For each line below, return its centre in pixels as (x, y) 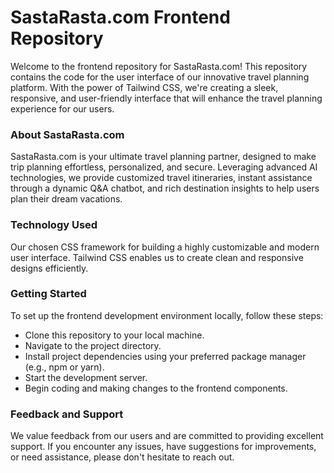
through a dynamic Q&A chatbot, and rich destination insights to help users (165, 188)
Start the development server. (86, 377)
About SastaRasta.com (67, 134)
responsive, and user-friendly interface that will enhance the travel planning (166, 98)
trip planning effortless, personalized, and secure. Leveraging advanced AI (164, 167)
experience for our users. (62, 108)
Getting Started (48, 294)
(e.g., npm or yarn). (64, 367)
